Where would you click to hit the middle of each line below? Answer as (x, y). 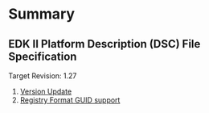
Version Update (46, 91)
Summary (41, 14)
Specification (43, 56)
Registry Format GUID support (70, 100)
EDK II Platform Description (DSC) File (104, 44)
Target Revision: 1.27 (43, 76)
